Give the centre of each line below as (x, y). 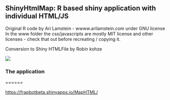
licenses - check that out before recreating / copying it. (63, 39)
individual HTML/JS (37, 16)
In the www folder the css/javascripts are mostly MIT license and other (79, 34)
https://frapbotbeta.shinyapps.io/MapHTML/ (52, 92)
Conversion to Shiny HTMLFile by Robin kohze (54, 49)
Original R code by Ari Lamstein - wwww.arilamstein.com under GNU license (85, 28)
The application (25, 71)
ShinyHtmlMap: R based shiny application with (81, 8)
